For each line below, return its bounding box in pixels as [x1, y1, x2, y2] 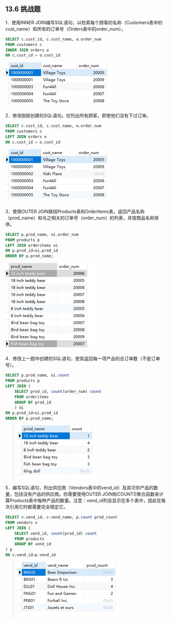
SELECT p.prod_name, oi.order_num [5, 232, 79, 237]
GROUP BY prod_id [14, 399, 52, 405]
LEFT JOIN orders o [5, 135, 47, 140]
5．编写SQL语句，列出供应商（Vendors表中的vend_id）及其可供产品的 [5, 485, 154, 491]
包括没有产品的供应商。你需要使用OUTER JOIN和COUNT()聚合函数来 [14, 491, 159, 497]
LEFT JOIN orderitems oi [5, 242, 58, 248]
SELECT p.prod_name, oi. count [5, 373, 70, 378]
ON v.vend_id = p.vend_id [5, 552, 56, 558]
